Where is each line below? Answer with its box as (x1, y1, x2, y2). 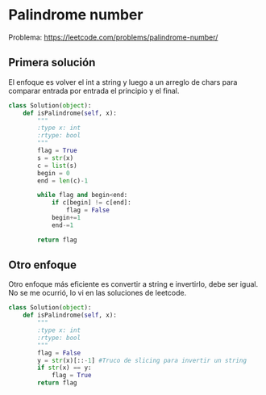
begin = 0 (37, 169, 70, 177)
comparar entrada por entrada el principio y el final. (8, 86, 180, 95)
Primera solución (8, 56, 96, 69)
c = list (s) (37, 162, 78, 170)
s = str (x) (37, 153, 74, 162)
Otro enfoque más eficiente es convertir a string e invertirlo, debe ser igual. (8, 279, 259, 289)
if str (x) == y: (37, 363, 92, 372)
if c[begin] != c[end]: (51, 199, 131, 207)
